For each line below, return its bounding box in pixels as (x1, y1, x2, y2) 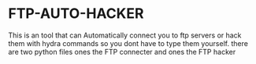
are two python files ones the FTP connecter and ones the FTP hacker (8, 47, 236, 56)
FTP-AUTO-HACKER (8, 5, 144, 23)
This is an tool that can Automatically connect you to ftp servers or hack (8, 30, 242, 40)
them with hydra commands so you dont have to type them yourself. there (8, 38, 248, 48)
